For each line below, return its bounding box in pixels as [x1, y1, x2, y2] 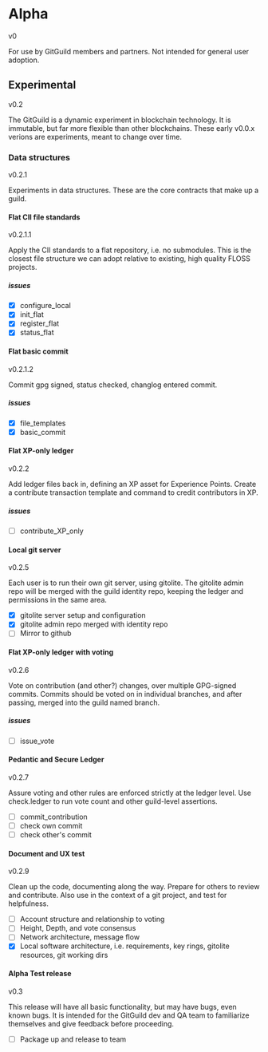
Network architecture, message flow [19, 932, 140, 942]
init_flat [19, 310, 44, 319]
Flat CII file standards [8, 212, 81, 222]
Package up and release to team [19, 1034, 127, 1044]
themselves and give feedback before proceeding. [8, 1018, 174, 1028]
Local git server [8, 544, 61, 555]
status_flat [19, 328, 54, 338]
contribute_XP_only [19, 526, 84, 536]
